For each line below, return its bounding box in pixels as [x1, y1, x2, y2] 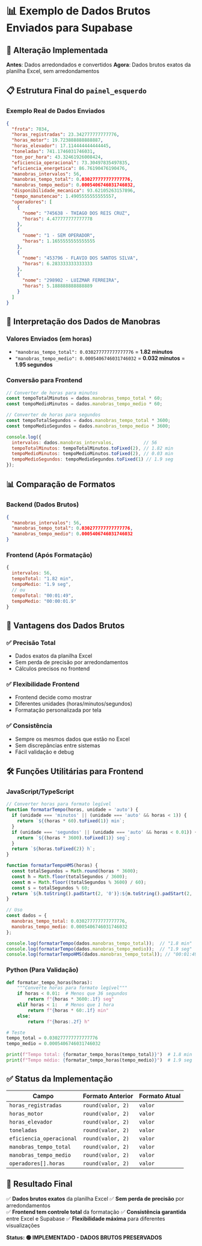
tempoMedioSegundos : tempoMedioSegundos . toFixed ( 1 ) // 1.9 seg [11, 456, 173, 462]
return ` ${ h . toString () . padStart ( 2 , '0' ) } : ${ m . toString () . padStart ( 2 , [11, 890, 192, 896]
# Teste [6, 1030, 26, 1036]
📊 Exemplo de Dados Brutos [6, 4, 151, 18]
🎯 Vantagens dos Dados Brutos [6, 620, 125, 631]
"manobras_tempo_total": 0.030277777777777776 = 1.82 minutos [14, 348, 173, 356]
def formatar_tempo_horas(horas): [6, 980, 93, 986]
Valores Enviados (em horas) [6, 335, 92, 343]
